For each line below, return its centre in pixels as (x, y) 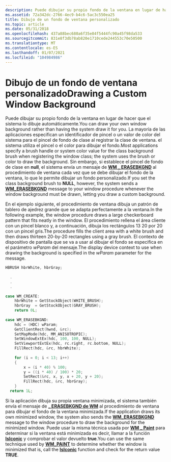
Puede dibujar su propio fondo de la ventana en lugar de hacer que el (78, 118)
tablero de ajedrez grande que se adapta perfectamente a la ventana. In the (84, 210)
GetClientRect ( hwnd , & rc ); (43, 329)
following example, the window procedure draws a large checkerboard (79, 215)
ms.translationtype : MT (31, 43)
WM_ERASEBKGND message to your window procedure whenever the (80, 189)
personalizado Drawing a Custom (76, 94)
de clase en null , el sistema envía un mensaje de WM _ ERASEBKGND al (81, 167)
